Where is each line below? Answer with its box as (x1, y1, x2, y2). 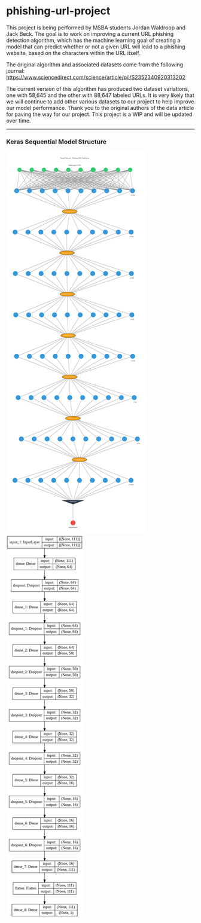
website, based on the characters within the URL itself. (6, 49, 141, 56)
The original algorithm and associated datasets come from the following (6, 61, 184, 68)
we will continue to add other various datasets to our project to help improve (6, 97, 194, 105)
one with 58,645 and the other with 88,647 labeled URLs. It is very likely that (6, 91, 194, 99)
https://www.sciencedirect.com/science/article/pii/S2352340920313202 (6, 74, 185, 81)
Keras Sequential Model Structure (6, 137, 106, 146)
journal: (6, 67, 25, 74)
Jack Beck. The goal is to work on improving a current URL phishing (6, 30, 174, 37)
